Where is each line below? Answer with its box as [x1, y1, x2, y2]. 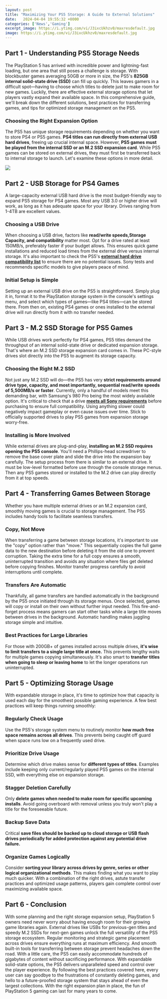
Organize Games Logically [5, 853, 70, 860]
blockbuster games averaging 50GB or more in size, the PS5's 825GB [5, 73, 149, 79]
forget [5, 608, 18, 615]
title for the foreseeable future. [5, 806, 68, 812]
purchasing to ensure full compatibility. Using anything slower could [5, 403, 145, 409]
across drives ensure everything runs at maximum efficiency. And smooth [5, 940, 157, 946]
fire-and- [141, 603, 161, 609]
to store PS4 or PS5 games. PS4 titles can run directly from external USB [5, 134, 158, 140]
